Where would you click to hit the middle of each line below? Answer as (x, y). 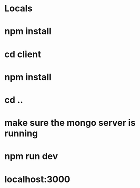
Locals (19, 9)
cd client (23, 54)
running (21, 134)
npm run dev (31, 157)
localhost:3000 (37, 179)
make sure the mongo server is (70, 123)
